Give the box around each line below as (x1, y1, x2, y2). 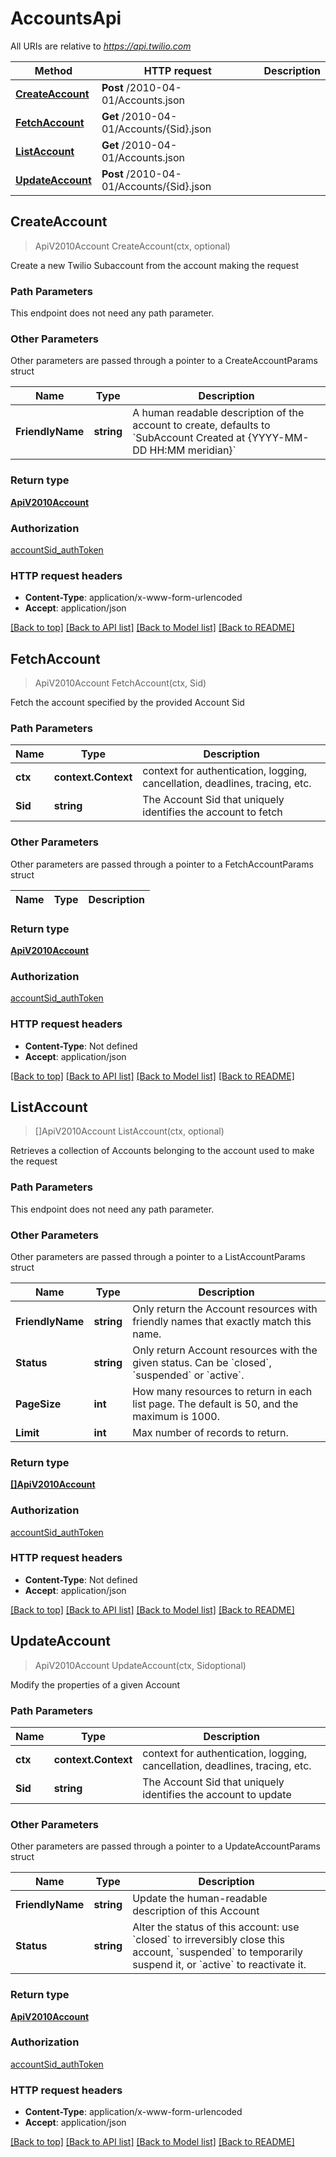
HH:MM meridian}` (149, 443, 237, 457)
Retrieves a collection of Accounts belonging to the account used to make (10, 1145, 315, 1157)
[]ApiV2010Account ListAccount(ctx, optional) (34, 1125, 225, 1137)
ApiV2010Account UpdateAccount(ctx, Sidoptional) (34, 1659, 247, 1671)
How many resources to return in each (132, 1384, 313, 1398)
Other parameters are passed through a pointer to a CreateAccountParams (10, 355, 318, 367)
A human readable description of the (132, 406, 305, 420)
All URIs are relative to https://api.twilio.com (10, 40, 192, 52)
